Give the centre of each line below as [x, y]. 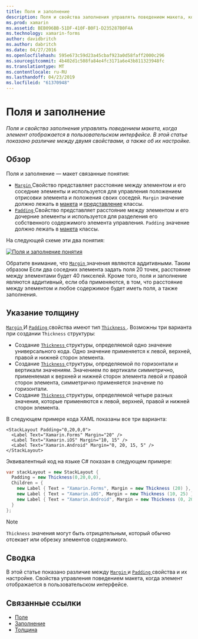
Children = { [27, 483]
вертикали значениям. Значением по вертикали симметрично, [95, 370]
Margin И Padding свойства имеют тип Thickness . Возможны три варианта [99, 327]
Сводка [21, 558]
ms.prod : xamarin [27, 22]
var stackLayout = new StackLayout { [52, 472]
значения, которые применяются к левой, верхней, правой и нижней [102, 401]
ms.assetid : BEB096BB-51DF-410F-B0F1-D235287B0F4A [70, 28]
